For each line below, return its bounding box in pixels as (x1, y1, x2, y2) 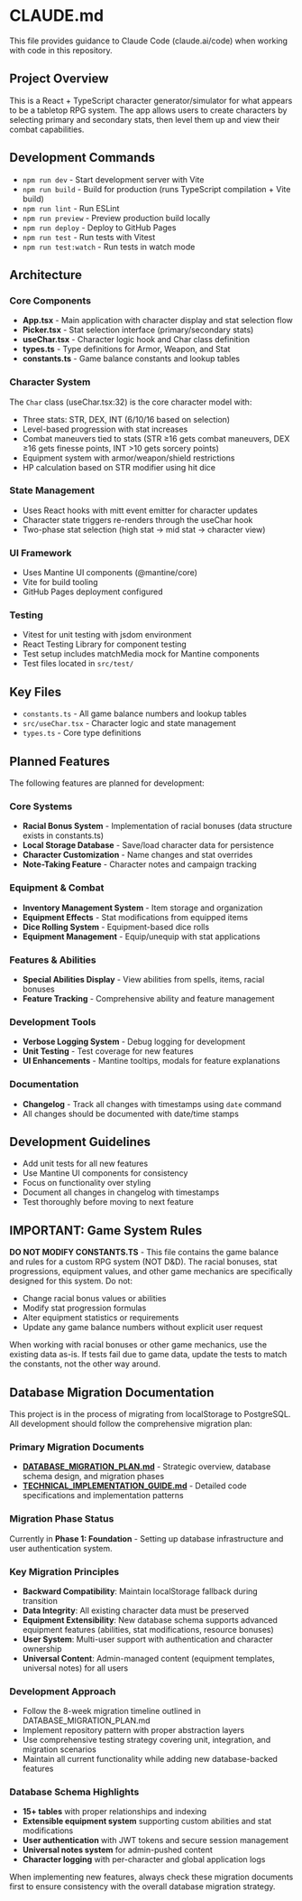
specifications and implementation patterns (22, 1490, 184, 1501)
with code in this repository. (9, 44, 113, 55)
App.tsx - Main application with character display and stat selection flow (22, 315, 293, 326)
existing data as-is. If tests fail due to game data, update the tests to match (9, 1349, 288, 1360)
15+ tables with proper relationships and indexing (22, 1806, 207, 1817)
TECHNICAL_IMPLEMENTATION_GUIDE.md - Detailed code (22, 1480, 247, 1491)
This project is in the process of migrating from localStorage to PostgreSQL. (9, 1408, 291, 1419)
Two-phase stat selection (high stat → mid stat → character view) (22, 524, 266, 535)
